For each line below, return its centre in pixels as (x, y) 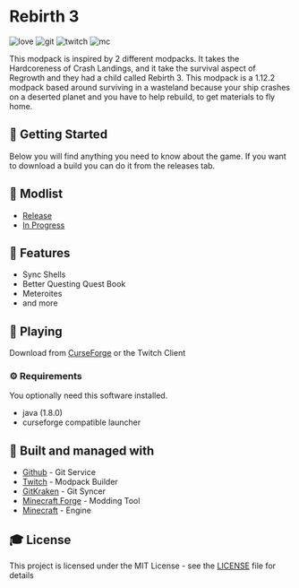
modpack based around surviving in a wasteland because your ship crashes (150, 87)
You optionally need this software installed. (89, 395)
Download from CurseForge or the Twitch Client (98, 353)
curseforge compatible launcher (81, 422)
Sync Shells (44, 274)
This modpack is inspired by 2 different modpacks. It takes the (124, 58)
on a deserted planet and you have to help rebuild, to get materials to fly (142, 97)
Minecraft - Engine (57, 510)
